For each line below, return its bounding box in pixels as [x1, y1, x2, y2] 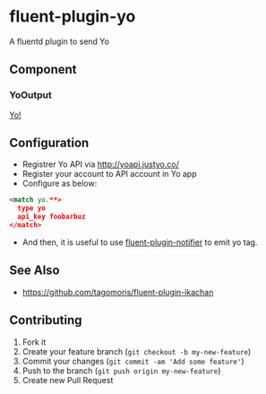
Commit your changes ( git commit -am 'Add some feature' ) [21, 355, 245, 366]
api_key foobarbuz [17, 213, 87, 222]
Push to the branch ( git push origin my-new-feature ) [21, 365, 221, 376]
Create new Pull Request [21, 374, 114, 385]
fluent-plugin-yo [9, 6, 136, 27]
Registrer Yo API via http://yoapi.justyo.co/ [21, 159, 179, 170]
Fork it [21, 337, 47, 347]
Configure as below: [21, 178, 98, 189]
